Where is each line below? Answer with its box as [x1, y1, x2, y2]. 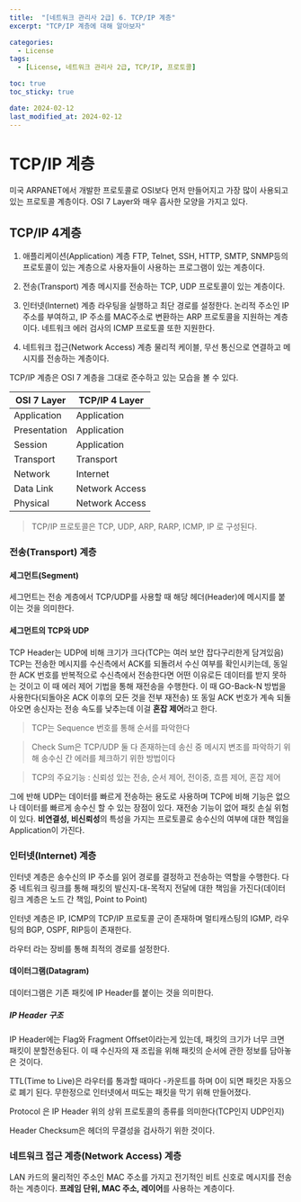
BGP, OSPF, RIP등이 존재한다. [25, 924, 132, 935]
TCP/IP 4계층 [9, 225, 82, 240]
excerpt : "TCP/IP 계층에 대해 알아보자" [9, 22, 146, 31]
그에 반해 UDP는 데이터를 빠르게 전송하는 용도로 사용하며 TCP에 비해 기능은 [9, 791, 274, 802]
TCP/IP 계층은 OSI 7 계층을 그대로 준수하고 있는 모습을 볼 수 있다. [9, 372, 239, 383]
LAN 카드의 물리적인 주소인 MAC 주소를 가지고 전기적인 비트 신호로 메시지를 [9, 1171, 276, 1183]
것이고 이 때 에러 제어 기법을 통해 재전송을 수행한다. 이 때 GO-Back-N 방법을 [18, 680, 287, 691]
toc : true [9, 79, 47, 88]
